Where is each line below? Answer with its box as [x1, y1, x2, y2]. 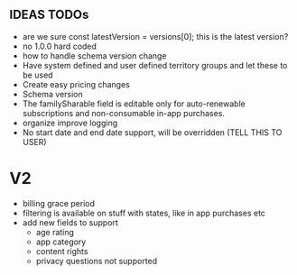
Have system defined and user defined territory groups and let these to [22, 60, 288, 70]
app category [35, 236, 87, 247]
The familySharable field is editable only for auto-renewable [22, 98, 246, 109]
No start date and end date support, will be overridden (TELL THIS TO [22, 126, 283, 138]
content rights [35, 245, 88, 256]
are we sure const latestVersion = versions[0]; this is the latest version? [22, 31, 289, 41]
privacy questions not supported [35, 255, 158, 266]
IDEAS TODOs [9, 7, 89, 23]
